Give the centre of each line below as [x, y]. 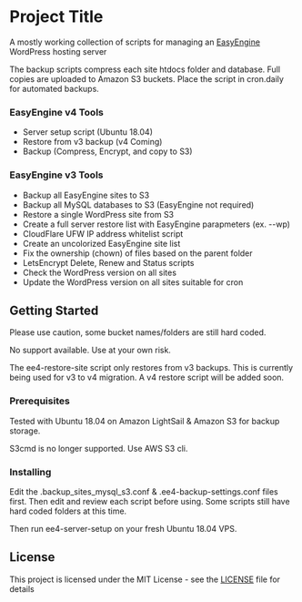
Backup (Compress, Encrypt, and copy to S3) [107, 151]
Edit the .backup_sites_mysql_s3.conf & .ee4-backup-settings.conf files [144, 491]
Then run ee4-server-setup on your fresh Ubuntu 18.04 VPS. [123, 528]
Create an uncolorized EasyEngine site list [101, 243]
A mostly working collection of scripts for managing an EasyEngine [135, 42]
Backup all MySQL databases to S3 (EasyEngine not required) [138, 204]
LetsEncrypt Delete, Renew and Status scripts [108, 262]
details [22, 588]
